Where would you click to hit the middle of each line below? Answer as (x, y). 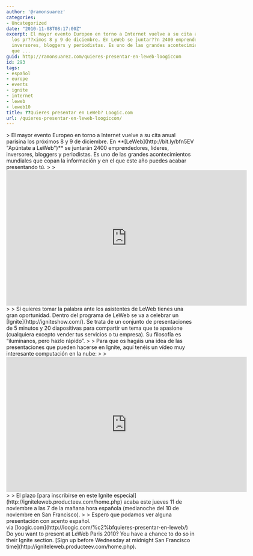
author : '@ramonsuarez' (36, 12)
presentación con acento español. (48, 521)
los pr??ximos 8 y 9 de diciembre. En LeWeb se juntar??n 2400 (92, 40)
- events (17, 85)
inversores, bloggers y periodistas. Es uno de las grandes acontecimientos (99, 155)
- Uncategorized (26, 23)
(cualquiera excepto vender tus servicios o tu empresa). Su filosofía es (94, 335)
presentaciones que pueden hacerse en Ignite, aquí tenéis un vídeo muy (96, 347)
